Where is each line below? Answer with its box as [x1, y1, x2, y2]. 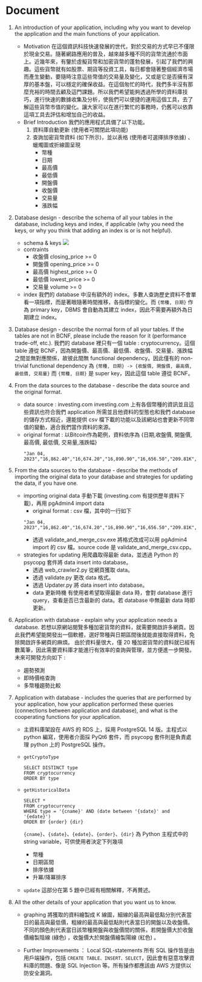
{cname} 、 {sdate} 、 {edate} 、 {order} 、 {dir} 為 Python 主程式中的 [23, 830, 189, 837]
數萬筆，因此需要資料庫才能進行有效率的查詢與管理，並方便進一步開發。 [14, 646, 195, 653]
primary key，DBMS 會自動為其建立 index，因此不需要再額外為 [30, 306, 187, 313]
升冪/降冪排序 [32, 873, 67, 881]
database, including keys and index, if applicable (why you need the [14, 220, 184, 227]
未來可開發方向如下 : [14, 653, 66, 661]
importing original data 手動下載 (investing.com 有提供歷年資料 [23, 492, 180, 499]
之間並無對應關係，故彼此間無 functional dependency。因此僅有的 [14, 354, 180, 361]
